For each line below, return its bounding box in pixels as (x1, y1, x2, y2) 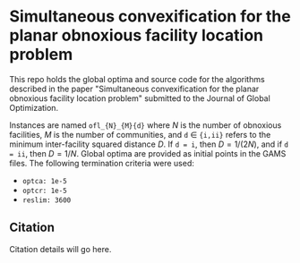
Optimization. (9, 102, 59, 113)
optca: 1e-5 (21, 176, 67, 185)
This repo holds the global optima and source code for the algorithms (9, 73, 266, 84)
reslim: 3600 (21, 195, 72, 205)
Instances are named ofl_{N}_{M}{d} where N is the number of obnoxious (9, 119, 282, 131)
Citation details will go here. (9, 243, 112, 254)
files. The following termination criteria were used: (9, 157, 195, 168)
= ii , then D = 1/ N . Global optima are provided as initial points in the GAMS (9, 148, 287, 158)
